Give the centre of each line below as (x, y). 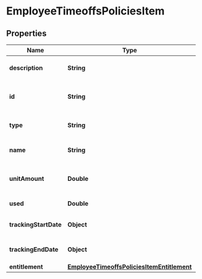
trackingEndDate (34, 249)
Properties (26, 33)
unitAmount (27, 179)
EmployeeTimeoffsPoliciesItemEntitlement (130, 267)
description (26, 68)
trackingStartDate (35, 224)
